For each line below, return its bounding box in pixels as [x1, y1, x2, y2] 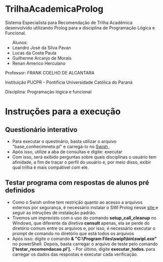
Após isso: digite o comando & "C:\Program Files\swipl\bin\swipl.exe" [12, 236, 157, 241]
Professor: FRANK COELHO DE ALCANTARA [5, 70, 95, 75]
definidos [5, 186, 35, 194]
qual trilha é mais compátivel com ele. [12, 164, 89, 170]
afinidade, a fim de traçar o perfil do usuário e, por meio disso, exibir [12, 159, 151, 165]
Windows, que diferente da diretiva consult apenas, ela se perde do [12, 220, 150, 226]
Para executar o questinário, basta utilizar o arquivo [12, 138, 117, 144]
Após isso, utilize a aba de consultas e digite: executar [12, 148, 123, 155]
